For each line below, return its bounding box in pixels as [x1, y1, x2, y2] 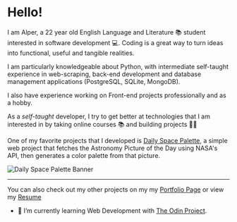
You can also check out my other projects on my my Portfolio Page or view [7, 185, 224, 194]
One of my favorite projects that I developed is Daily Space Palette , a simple [7, 136, 228, 144]
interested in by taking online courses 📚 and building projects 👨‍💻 [7, 120, 197, 128]
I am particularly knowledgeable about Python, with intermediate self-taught [7, 62, 229, 70]
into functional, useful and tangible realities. [7, 49, 135, 57]
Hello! [7, 4, 43, 20]
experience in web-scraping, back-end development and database [7, 70, 202, 78]
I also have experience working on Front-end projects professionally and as [7, 91, 227, 99]
